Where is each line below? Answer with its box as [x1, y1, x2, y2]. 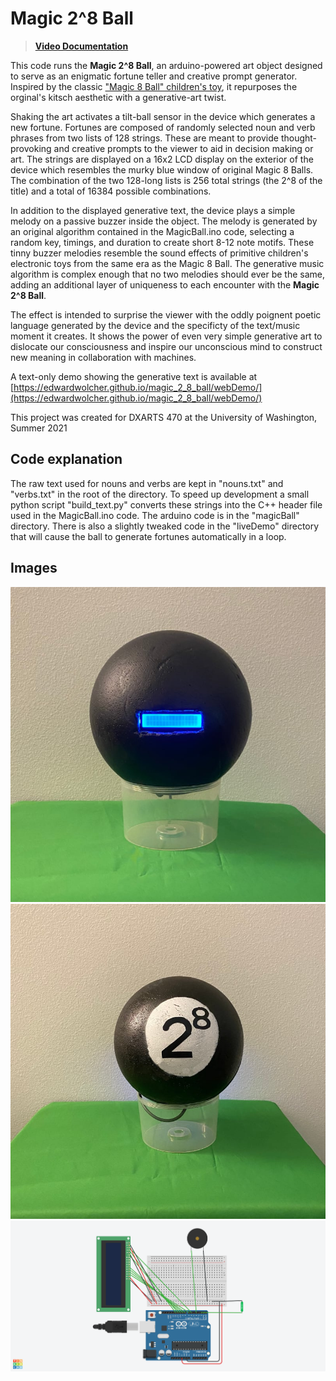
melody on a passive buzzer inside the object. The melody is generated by [10, 215, 318, 227]
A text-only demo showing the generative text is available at [10, 370, 258, 382]
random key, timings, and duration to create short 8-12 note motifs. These [10, 236, 315, 248]
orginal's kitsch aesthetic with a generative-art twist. [10, 91, 227, 103]
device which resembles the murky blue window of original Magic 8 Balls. [10, 163, 314, 176]
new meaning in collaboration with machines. [10, 351, 197, 363]
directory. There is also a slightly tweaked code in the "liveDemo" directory [10, 520, 320, 532]
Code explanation [10, 451, 123, 468]
